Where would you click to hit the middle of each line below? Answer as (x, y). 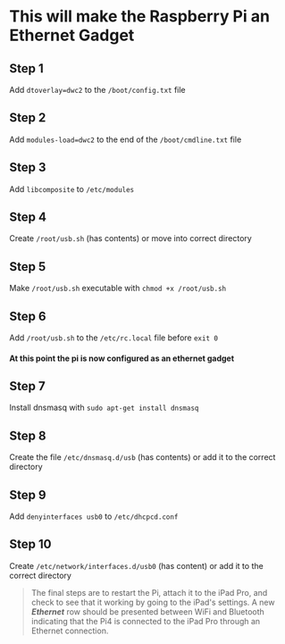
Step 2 (28, 118)
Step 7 (28, 386)
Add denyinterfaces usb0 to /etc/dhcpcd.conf (94, 516)
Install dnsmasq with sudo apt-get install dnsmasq (104, 407)
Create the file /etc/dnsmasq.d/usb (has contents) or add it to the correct (142, 457)
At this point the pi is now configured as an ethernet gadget (122, 358)
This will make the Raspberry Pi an (140, 17)
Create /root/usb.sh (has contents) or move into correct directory (130, 238)
